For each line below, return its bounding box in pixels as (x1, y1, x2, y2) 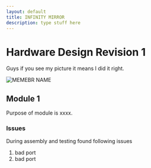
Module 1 (6, 93, 40, 104)
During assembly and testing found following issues (6, 138, 133, 145)
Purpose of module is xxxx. (6, 109, 73, 116)
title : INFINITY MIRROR (6, 14, 65, 20)
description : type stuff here (6, 20, 81, 26)
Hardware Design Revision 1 (6, 45, 146, 59)
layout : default (6, 8, 46, 15)
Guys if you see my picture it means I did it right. (6, 65, 124, 72)
